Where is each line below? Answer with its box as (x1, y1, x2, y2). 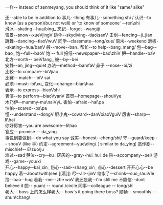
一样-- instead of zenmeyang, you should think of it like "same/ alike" (5, 4, 145, 10)
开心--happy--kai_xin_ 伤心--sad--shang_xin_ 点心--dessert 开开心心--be (5, 164, 153, 170)
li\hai (5, 117, 15, 123)
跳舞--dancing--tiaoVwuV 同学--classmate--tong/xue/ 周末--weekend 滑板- (5, 38, 159, 44)
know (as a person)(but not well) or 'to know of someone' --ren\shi (5, 20, 140, 26)
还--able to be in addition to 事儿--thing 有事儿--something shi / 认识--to (5, 15, 152, 20)
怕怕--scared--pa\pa (5, 105, 47, 111)
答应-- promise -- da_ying (5, 129, 57, 134)
